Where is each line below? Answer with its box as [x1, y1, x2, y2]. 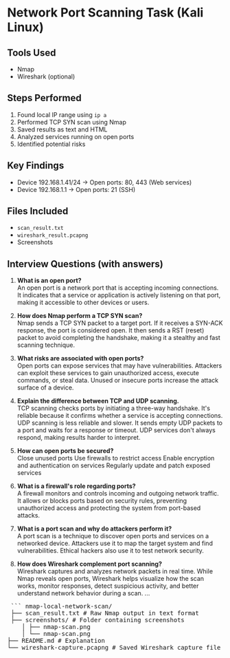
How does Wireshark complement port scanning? [16, 560, 163, 569]
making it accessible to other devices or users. [16, 298, 150, 307]
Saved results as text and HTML [16, 125, 108, 134]
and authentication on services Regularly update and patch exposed [16, 461, 211, 469]
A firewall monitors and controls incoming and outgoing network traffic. [16, 489, 220, 498]
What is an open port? [16, 277, 82, 285]
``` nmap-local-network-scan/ [10, 602, 113, 611]
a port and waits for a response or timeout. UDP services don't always [16, 426, 216, 434]
